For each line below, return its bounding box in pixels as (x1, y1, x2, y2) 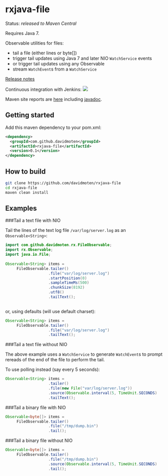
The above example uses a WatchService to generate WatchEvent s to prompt (5, 351, 163, 357)
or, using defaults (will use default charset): (5, 308, 96, 314)
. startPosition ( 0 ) (48, 276, 87, 281)
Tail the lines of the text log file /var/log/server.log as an (5, 227, 126, 233)
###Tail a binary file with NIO (5, 404, 66, 411)
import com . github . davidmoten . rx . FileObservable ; (5, 243, 112, 248)
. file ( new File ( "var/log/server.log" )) (48, 386, 133, 391)
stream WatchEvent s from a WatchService (12, 66, 97, 72)
